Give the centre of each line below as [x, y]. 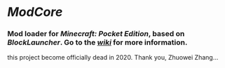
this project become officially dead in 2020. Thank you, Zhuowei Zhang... [113, 58]
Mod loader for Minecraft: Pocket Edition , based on [96, 34]
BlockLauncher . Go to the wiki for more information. [97, 42]
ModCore [35, 12]
